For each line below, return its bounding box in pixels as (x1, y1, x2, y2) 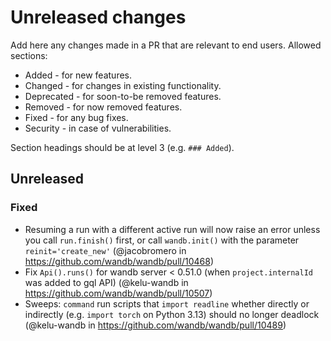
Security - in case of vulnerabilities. (24, 122, 172, 134)
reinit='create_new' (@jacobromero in (24, 244, 187, 256)
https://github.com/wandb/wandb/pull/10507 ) (24, 287, 213, 299)
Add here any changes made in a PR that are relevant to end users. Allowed (10, 39, 322, 51)
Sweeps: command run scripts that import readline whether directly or (24, 297, 310, 310)
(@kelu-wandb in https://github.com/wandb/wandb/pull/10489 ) (24, 319, 287, 331)
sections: (10, 49, 48, 61)
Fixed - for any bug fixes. (24, 111, 129, 123)
